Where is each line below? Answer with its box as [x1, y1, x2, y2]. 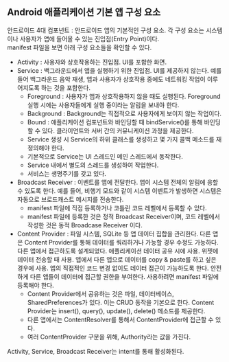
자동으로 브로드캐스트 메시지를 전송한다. [16, 195, 124, 203]
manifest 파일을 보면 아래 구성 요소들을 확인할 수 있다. [7, 43, 152, 52]
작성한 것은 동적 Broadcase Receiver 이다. [27, 220, 143, 229]
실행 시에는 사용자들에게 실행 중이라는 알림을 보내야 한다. [27, 100, 180, 109]
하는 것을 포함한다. [40, 83, 91, 91]
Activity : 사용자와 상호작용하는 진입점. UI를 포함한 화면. [16, 58, 167, 66]
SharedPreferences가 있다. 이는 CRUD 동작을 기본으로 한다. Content [27, 298, 215, 306]
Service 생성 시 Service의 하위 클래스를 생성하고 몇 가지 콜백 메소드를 [27, 135, 215, 143]
